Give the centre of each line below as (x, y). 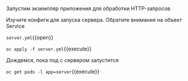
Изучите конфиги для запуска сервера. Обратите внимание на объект (94, 20)
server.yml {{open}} (30, 37)
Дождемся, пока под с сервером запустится (62, 60)
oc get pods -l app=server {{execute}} (53, 72)
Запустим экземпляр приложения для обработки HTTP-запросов (88, 9)
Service (16, 26)
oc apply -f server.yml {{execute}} (49, 49)
